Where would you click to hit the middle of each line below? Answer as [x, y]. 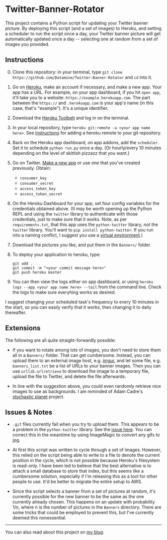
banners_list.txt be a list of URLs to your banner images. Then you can [86, 366]
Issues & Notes [29, 412]
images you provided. [27, 44]
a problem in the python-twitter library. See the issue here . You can [82, 430]
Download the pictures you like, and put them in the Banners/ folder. [82, 245]
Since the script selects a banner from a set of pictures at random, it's [84, 491]
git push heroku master [37, 272]
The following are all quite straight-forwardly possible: [60, 340]
